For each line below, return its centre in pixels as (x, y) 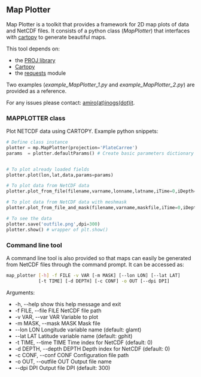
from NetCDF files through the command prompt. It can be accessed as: (95, 264)
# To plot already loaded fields (48, 169)
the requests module (40, 73)
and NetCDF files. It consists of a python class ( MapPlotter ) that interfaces (98, 31)
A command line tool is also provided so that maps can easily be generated (99, 258)
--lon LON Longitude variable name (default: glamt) (78, 330)
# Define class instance (37, 142)
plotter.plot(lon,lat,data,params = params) (60, 175)
